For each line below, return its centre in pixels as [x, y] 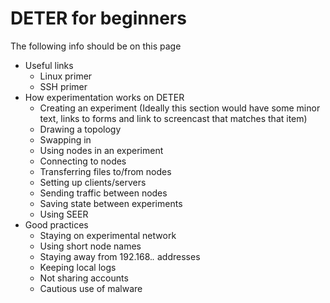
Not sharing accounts [84, 278]
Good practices [56, 224]
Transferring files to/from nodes [105, 171]
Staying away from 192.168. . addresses [120, 256]
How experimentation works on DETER [104, 97]
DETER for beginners [98, 18]
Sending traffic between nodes [103, 193]
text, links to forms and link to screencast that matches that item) [173, 118]
